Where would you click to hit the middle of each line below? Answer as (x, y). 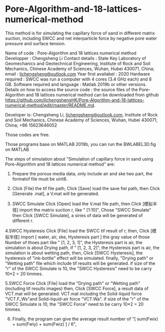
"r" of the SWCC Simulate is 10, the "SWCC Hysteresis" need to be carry (79, 268)
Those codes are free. (27, 135)
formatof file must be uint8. (40, 179)
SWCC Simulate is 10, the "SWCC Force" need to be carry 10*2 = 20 (74, 304)
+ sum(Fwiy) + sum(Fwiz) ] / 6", (44, 324)
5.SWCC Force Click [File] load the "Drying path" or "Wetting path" (73, 283)
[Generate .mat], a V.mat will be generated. (55, 194)
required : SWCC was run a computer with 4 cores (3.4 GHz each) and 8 (79, 79)
